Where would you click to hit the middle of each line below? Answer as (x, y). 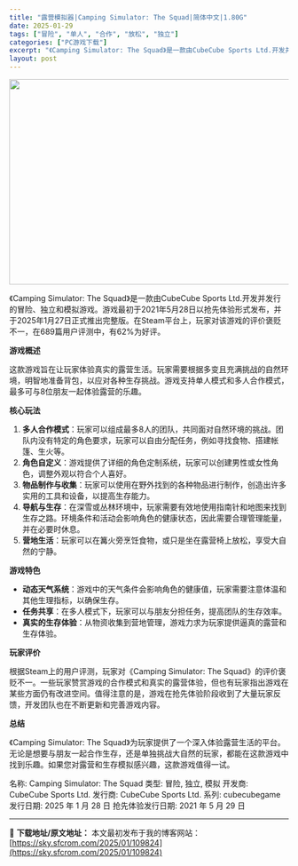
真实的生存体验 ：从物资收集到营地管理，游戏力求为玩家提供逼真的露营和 (154, 622)
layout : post (33, 59)
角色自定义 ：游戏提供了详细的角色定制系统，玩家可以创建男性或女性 (146, 462)
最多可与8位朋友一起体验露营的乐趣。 (78, 391)
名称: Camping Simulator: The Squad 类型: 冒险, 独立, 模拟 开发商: (129, 783)
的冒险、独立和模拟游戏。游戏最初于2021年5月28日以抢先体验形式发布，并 (145, 309)
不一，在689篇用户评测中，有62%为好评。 (87, 331)
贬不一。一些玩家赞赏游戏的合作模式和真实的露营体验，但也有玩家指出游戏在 (149, 682)
